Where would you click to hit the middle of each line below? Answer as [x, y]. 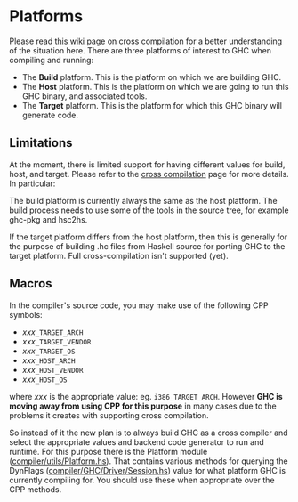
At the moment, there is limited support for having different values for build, [147, 164]
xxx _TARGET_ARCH [52, 332]
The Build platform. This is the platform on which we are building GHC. [152, 77]
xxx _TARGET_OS [48, 351]
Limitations [41, 143]
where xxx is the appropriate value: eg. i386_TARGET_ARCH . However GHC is [146, 396]
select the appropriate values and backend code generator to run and [137, 441]
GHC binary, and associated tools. [85, 96]
